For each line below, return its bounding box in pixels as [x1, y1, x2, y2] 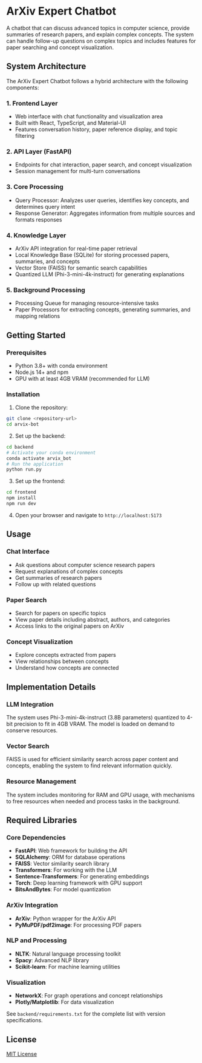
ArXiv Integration [6, 901, 59, 909]
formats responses [15, 216, 62, 223]
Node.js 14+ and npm [15, 368, 68, 376]
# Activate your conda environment [6, 449, 96, 456]
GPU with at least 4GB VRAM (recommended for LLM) [15, 375, 150, 382]
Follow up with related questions [15, 580, 96, 588]
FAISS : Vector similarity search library [15, 860, 110, 868]
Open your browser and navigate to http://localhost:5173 [15, 511, 162, 518]
